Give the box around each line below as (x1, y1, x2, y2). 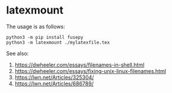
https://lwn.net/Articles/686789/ (14, 80, 94, 87)
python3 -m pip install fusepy (6, 34, 84, 40)
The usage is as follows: (6, 23, 65, 30)
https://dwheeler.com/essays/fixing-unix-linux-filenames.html (14, 67, 166, 74)
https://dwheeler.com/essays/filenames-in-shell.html (14, 61, 145, 68)
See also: (6, 49, 29, 57)
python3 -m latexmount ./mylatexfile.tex (6, 39, 110, 45)
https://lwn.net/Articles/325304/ (14, 74, 94, 81)
